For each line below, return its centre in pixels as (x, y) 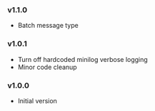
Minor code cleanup (47, 67)
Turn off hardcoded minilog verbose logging (82, 59)
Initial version (37, 100)
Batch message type (48, 26)
